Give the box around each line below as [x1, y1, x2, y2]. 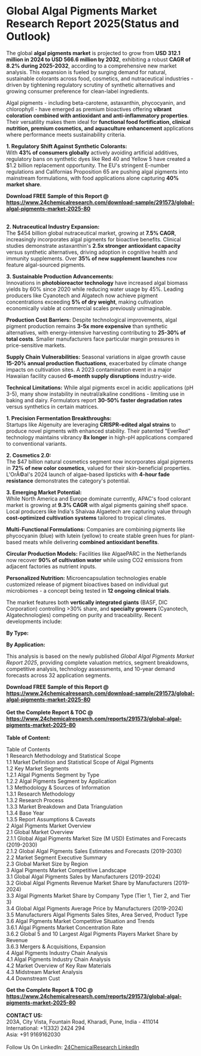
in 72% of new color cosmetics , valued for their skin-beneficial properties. [6, 464, 191, 471]
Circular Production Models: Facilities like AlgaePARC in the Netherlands [6, 550, 187, 557]
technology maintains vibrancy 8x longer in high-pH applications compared [6, 433, 193, 441]
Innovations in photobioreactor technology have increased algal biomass [6, 279, 188, 286]
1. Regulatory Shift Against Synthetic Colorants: [6, 142, 127, 150]
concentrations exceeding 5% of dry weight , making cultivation [6, 298, 163, 305]
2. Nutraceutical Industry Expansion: [6, 223, 100, 230]
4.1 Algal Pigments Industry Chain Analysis [6, 955, 111, 963]
